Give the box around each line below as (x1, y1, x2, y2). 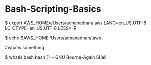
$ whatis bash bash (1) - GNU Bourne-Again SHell (5, 54, 107, 60)
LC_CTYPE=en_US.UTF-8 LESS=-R (5, 25, 77, 31)
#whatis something (5, 44, 45, 50)
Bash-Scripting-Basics (5, 3, 101, 15)
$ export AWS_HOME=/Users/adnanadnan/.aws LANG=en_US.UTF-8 (5, 20, 147, 26)
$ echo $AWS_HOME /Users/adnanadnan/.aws (5, 35, 101, 41)
